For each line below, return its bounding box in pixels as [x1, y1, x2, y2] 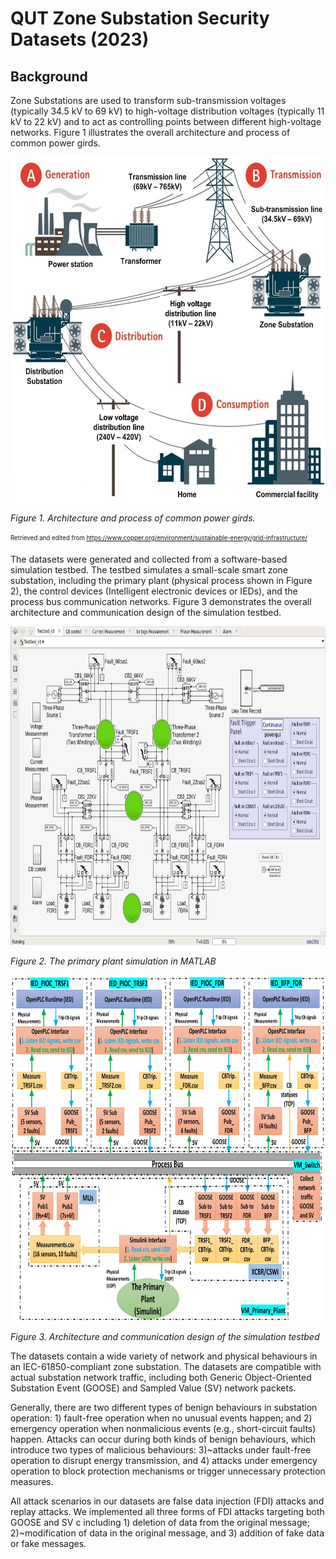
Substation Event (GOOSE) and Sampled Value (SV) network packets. [10, 1382, 297, 1394]
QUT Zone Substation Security [10, 7, 270, 30]
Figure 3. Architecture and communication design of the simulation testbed [10, 1330, 320, 1342]
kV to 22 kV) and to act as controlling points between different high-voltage [10, 116, 322, 127]
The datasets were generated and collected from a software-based [10, 553, 288, 565]
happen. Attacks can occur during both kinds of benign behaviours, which [10, 1433, 317, 1445]
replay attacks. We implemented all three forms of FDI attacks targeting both [10, 1505, 325, 1517]
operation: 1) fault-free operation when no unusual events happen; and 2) [10, 1412, 313, 1424]
